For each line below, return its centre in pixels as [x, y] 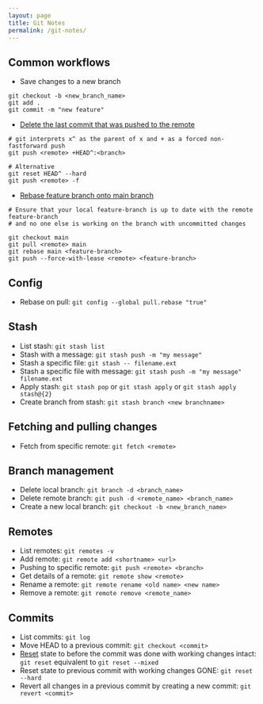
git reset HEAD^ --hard [48, 174]
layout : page [30, 15]
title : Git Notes [37, 23]
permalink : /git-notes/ [48, 30]
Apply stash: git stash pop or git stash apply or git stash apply [128, 386]
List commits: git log [55, 637]
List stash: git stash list [62, 346]
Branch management [61, 471]
